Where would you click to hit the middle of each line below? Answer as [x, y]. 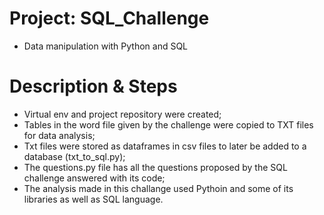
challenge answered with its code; [94, 178]
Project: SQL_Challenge [109, 18]
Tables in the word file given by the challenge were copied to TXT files [168, 124]
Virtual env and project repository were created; [122, 114]
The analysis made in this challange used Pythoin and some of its [158, 188]
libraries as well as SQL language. [93, 199]
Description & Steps [93, 86]
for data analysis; [59, 135]
